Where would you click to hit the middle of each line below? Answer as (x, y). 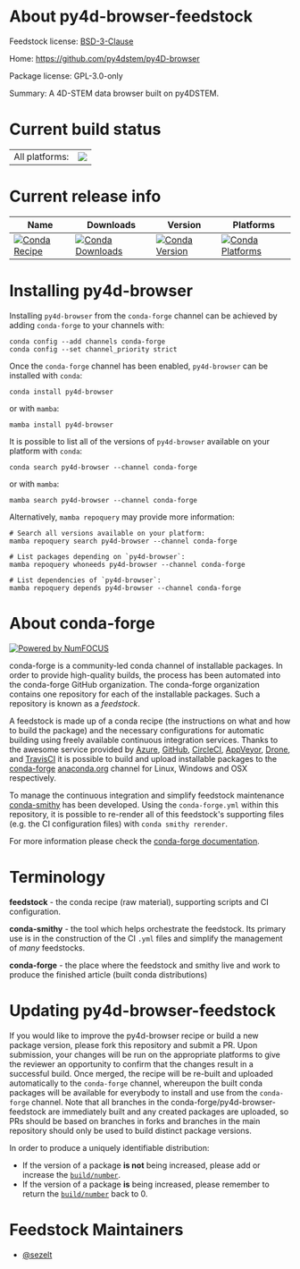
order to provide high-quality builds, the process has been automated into (145, 675)
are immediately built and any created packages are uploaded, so (168, 1112)
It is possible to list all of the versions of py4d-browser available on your (140, 441)
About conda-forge (82, 623)
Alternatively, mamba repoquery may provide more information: (122, 517)
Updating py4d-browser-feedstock (143, 1010)
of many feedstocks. (47, 948)
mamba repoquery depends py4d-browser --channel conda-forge (125, 588)
